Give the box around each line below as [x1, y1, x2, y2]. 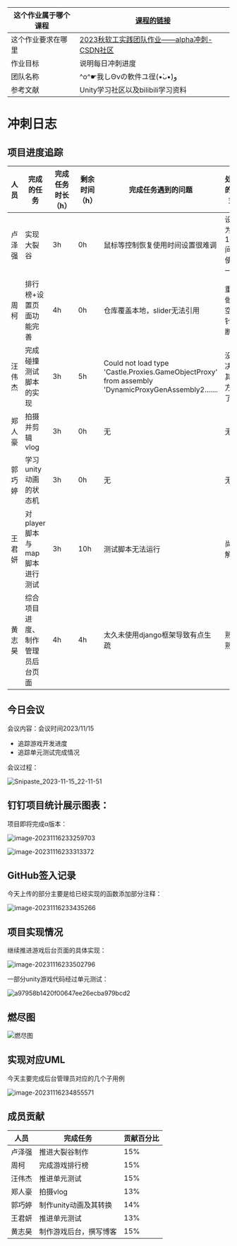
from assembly [103, 376, 153, 385]
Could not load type [103, 359, 169, 368]
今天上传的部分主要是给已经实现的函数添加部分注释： [7, 890, 162, 898]
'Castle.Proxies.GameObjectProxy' [103, 367, 218, 377]
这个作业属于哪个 [13, 11, 71, 20]
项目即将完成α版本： [7, 820, 68, 828]
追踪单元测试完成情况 [17, 747, 80, 756]
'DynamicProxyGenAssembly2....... [103, 385, 219, 395]
